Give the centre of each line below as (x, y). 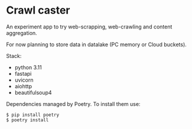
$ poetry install (27, 120)
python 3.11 (28, 67)
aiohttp (23, 86)
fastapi (23, 73)
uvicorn (24, 80)
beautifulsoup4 (33, 92)
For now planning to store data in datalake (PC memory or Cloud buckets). (97, 44)
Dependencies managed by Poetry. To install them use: (73, 104)
